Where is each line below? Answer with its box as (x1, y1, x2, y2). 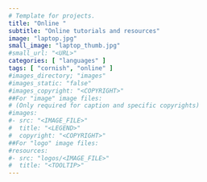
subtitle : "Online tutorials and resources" (8, 27, 160, 35)
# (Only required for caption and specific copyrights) (8, 101, 200, 110)
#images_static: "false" (8, 79, 92, 87)
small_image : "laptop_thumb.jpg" (8, 42, 121, 50)
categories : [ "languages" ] (8, 57, 106, 65)
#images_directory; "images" (8, 72, 106, 80)
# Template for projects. (8, 11, 95, 20)
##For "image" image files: (8, 94, 103, 102)
